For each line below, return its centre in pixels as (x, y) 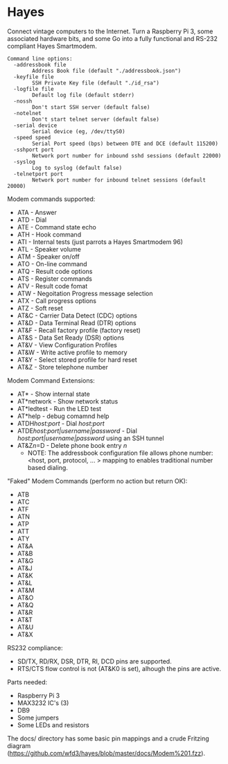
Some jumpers (38, 718)
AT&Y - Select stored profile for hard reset (77, 359)
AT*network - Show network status (68, 401)
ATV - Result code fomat (52, 286)
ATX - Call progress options (57, 301)
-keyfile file (34, 77)
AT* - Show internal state (53, 394)
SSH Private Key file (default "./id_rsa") (96, 83)
